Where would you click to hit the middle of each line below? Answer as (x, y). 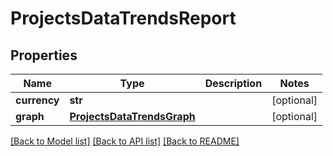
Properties (44, 55)
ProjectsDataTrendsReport (123, 18)
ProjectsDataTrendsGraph (132, 116)
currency (37, 100)
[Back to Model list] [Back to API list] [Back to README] (125, 141)
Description (233, 83)
